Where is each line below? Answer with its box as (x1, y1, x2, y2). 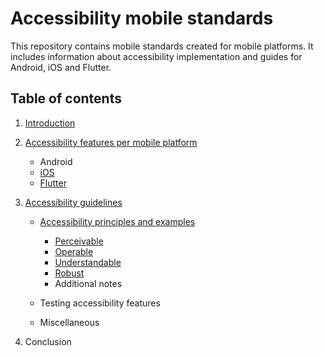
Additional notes (54, 277, 123, 289)
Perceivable (54, 235, 104, 247)
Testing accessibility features (39, 297, 161, 309)
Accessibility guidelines (24, 196, 123, 208)
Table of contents (10, 90, 122, 107)
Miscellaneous (39, 316, 100, 328)
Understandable (54, 256, 122, 268)
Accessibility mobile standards (10, 7, 274, 30)
